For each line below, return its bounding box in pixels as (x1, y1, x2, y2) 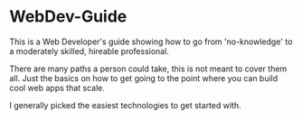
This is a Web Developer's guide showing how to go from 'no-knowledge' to (9, 36, 293, 47)
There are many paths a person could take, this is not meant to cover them (9, 63, 288, 74)
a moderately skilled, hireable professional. (9, 45, 170, 56)
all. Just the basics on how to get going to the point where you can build (9, 72, 278, 83)
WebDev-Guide (9, 6, 127, 27)
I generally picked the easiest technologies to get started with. (9, 99, 241, 110)
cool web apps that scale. (9, 82, 106, 93)
